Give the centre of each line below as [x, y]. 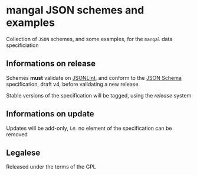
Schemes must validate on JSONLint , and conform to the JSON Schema [94, 78]
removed [17, 134]
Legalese [23, 152]
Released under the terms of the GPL [51, 167]
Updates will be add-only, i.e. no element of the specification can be [89, 128]
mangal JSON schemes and [75, 10]
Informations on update [50, 114]
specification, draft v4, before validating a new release [72, 84]
